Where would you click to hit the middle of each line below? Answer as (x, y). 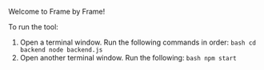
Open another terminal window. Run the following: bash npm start (128, 58)
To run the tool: (33, 27)
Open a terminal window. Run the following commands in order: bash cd (138, 42)
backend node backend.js (61, 50)
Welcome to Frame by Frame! (57, 12)
